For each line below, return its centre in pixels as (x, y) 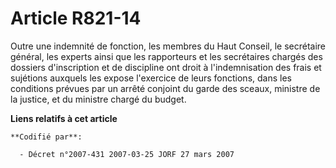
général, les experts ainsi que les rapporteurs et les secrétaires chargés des (166, 56)
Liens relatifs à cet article (64, 118)
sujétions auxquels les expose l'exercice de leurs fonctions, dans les (151, 78)
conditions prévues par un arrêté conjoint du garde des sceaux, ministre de (165, 88)
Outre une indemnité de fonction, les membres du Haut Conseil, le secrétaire (168, 46)
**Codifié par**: (46, 137)
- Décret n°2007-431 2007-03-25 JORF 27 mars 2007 (127, 154)
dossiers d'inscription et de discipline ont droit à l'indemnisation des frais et (166, 67)
